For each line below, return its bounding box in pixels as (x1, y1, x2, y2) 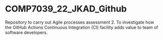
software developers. (5, 29, 48, 35)
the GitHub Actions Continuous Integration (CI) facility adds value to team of (5, 24, 159, 30)
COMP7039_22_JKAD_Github (5, 3, 127, 14)
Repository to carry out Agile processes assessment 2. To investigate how (5, 19, 155, 25)
